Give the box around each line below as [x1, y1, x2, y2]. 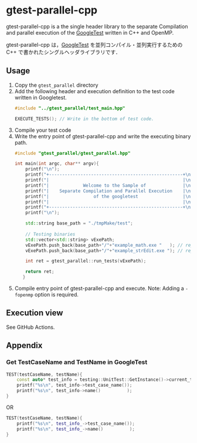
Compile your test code [14, 127, 72, 134]
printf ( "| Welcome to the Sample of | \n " [25, 182, 193, 188]
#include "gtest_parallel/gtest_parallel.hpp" [14, 150, 131, 156]
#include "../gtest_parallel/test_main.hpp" [14, 105, 125, 111]
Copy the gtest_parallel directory [14, 81, 98, 88]
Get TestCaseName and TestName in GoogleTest [6, 358, 148, 366]
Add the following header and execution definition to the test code [14, 87, 175, 94]
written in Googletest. [14, 94, 67, 101]
